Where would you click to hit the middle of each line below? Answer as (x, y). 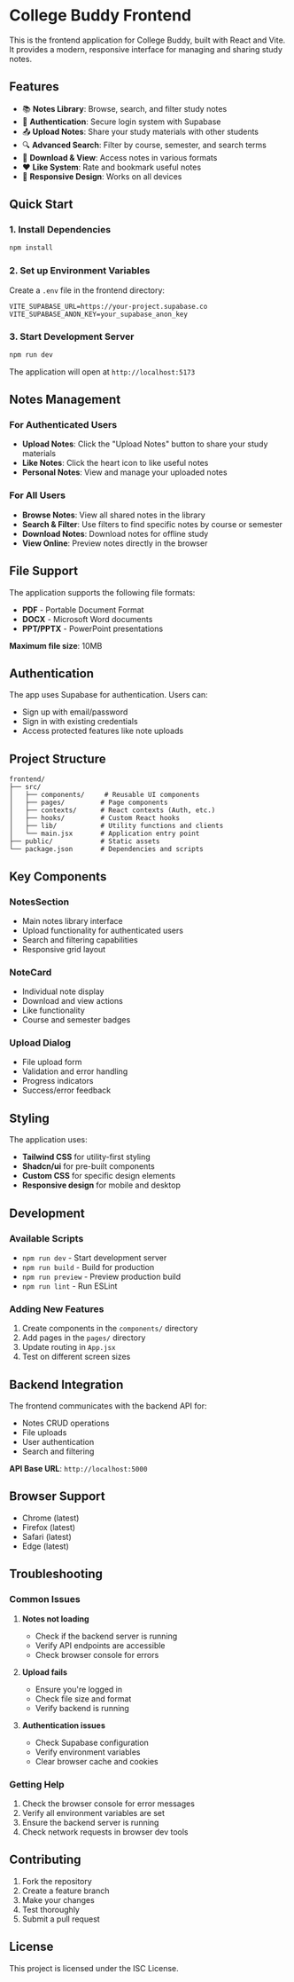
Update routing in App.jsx (69, 1347)
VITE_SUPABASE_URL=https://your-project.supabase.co (108, 306)
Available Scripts (46, 1238)
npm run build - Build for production (88, 1267)
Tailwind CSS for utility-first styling (86, 1157)
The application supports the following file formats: (102, 592)
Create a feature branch (66, 1891)
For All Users (38, 495)
